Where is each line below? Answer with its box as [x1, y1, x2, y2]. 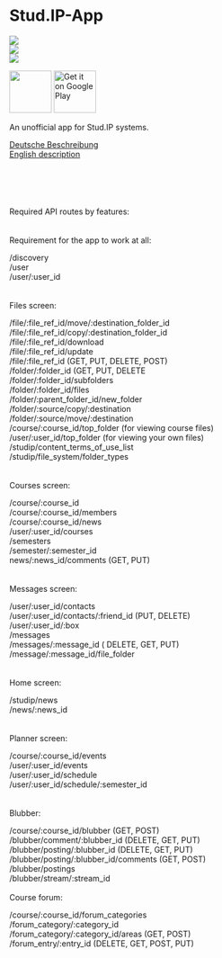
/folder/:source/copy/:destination [9, 403, 132, 414]
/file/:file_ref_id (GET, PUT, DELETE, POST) [9, 355, 168, 366]
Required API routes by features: [9, 206, 130, 217]
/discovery [9, 252, 49, 263]
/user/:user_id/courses [9, 525, 93, 536]
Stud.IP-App [9, 5, 103, 26]
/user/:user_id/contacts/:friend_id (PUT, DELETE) [9, 610, 191, 621]
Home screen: [9, 676, 62, 688]
